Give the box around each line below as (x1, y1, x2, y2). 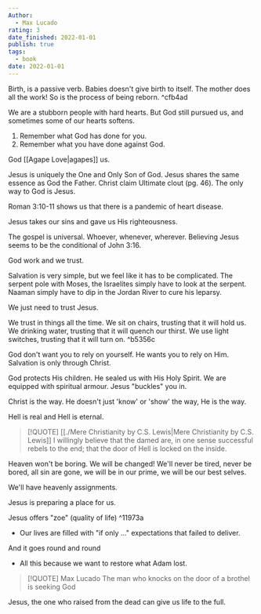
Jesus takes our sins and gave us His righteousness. (8, 216, 178, 226)
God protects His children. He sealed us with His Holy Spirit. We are (8, 373, 227, 383)
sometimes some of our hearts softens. (8, 115, 135, 125)
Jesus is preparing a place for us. (8, 497, 116, 507)
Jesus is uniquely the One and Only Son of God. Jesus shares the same (8, 169, 240, 179)
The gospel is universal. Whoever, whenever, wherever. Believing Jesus (8, 232, 240, 242)
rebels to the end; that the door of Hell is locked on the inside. (27, 444, 227, 453)
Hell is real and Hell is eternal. (8, 412, 104, 421)
